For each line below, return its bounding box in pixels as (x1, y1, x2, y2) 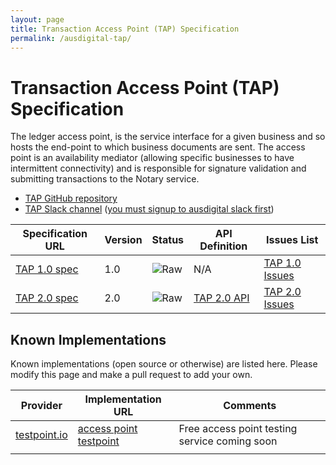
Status (151, 233, 185, 247)
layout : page (10, 14, 65, 25)
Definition (199, 239, 248, 253)
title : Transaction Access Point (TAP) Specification (10, 24, 240, 34)
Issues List (266, 233, 319, 247)
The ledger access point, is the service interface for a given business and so (10, 131, 326, 143)
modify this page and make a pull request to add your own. (10, 369, 253, 381)
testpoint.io (15, 428, 68, 442)
